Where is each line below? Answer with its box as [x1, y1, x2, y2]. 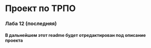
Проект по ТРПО [5, 3, 76, 14]
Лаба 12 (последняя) [5, 20, 57, 27]
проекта [5, 37, 23, 43]
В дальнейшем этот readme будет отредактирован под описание [5, 32, 146, 38]
